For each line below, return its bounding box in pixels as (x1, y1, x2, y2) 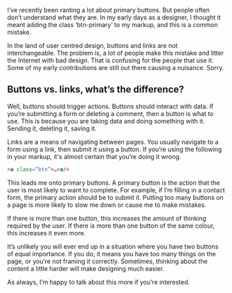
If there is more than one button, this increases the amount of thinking (7, 214, 206, 222)
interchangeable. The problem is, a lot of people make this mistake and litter (7, 49, 224, 57)
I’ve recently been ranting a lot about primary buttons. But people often (7, 6, 210, 14)
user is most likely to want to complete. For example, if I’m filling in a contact (7, 185, 225, 194)
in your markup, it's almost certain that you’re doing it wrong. (7, 152, 181, 160)
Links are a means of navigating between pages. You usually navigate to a (7, 137, 219, 146)
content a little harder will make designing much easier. (7, 264, 165, 273)
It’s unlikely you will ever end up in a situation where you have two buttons (7, 242, 219, 251)
